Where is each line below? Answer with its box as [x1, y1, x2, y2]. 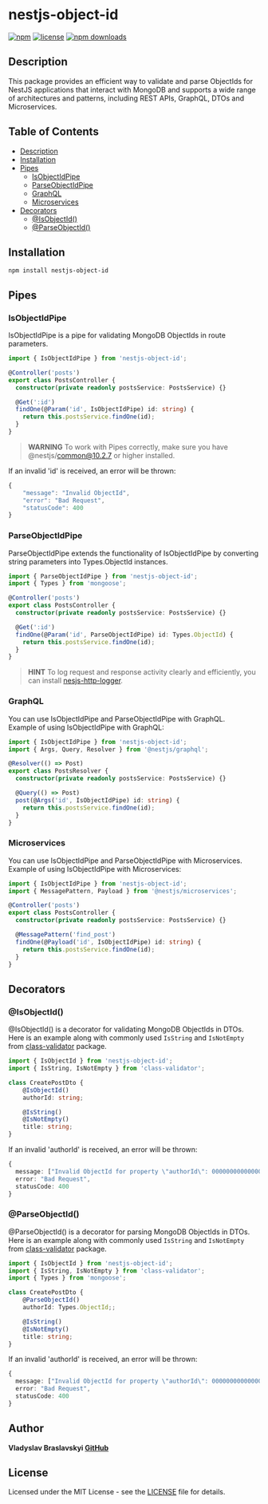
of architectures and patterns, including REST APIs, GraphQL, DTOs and [8, 93, 245, 103]
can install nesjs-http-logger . [27, 676, 124, 686]
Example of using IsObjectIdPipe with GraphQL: [8, 722, 165, 732]
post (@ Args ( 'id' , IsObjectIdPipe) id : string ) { [15, 796, 180, 804]
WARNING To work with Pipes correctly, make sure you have [27, 441, 229, 452]
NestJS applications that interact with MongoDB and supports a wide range [8, 85, 257, 94]
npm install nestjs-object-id [8, 267, 109, 275]
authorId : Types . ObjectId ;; [22, 1304, 116, 1312]
